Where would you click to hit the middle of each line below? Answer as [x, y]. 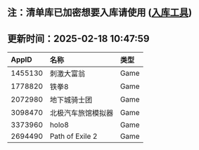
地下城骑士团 [71, 100]
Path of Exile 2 [73, 137]
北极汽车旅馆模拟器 [82, 113]
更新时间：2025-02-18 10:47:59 [78, 38]
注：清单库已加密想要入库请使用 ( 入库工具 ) [99, 13]
